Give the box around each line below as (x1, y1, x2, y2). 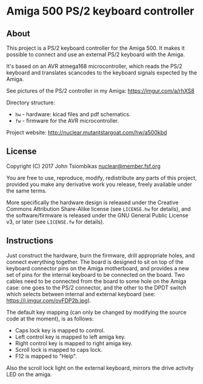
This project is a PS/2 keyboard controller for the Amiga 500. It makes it (6, 44, 185, 51)
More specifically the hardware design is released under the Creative (6, 199, 179, 206)
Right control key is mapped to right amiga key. (15, 339, 133, 346)
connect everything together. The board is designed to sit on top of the (6, 258, 184, 265)
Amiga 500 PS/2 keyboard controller (6, 4, 195, 18)
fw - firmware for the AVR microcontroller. (15, 117, 119, 124)
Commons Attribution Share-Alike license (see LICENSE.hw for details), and (6, 205, 191, 213)
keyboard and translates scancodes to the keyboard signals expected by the (6, 69, 198, 76)
